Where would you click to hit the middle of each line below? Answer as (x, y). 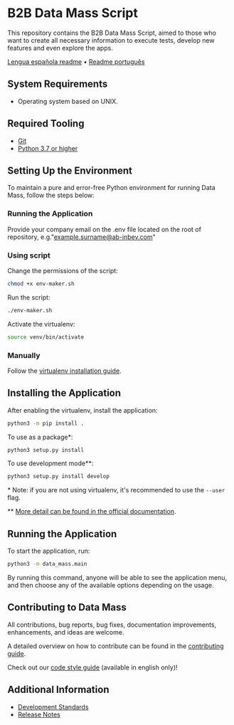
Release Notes (39, 714)
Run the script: (29, 297)
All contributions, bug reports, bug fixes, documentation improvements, (112, 625)
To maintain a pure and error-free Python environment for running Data (111, 188)
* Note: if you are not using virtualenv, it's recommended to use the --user (116, 490)
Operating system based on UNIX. (68, 101)
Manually (24, 355)
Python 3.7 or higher (48, 148)
